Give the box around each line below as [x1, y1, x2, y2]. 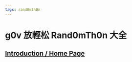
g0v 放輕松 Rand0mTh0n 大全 [5, 30, 127, 41]
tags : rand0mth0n [5, 7, 41, 12]
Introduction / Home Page [5, 49, 85, 58]
